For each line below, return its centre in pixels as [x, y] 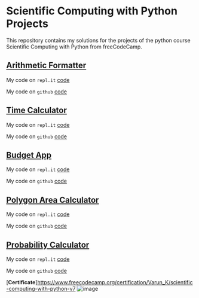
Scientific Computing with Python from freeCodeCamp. [74, 47]
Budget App [29, 155]
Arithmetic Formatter [46, 66]
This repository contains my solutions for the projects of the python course [99, 40]
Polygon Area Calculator [53, 200]
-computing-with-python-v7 [41, 289]
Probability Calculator [48, 244]
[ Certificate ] [22, 282]
